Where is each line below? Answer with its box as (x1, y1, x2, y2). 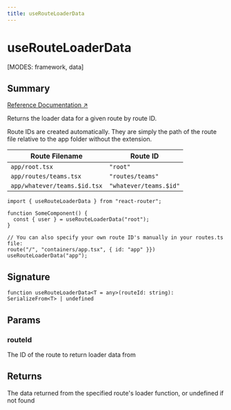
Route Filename (30, 151, 83, 161)
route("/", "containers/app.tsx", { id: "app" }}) (7, 246, 156, 253)
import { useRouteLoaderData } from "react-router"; (7, 198, 162, 205)
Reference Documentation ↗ (7, 101, 88, 109)
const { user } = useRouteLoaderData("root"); (13, 216, 150, 223)
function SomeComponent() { (7, 210, 88, 217)
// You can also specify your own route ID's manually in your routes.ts (7, 234, 224, 242)
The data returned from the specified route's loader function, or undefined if (7, 389, 224, 397)
